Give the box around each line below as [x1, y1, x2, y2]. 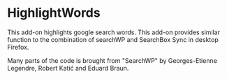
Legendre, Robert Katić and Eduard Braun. [7, 64, 129, 72]
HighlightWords [7, 5, 101, 21]
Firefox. [7, 43, 29, 51]
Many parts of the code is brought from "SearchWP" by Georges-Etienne [7, 56, 218, 64]
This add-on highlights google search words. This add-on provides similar [7, 28, 220, 36]
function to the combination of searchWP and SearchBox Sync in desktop [7, 35, 219, 43]
